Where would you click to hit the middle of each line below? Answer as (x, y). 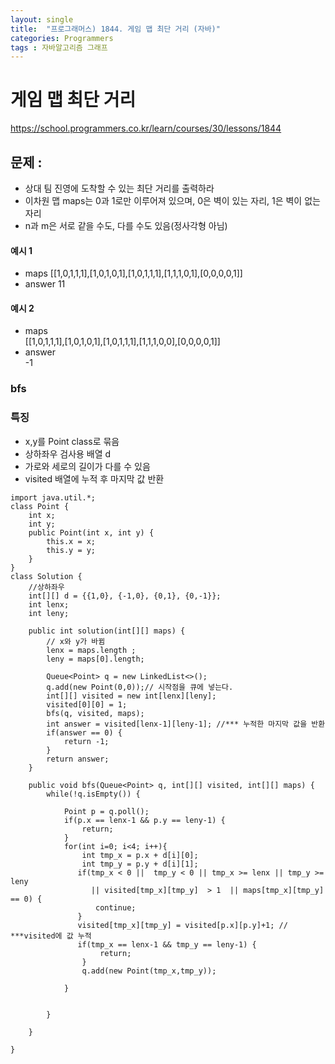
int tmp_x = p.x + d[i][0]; (140, 855)
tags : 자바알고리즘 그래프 (59, 47)
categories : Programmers (62, 38)
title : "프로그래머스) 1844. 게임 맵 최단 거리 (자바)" (115, 29)
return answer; (78, 759)
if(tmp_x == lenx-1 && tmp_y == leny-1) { (167, 944)
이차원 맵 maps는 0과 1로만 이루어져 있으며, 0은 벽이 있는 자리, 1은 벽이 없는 (172, 200)
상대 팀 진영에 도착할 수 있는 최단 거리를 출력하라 (119, 188)
